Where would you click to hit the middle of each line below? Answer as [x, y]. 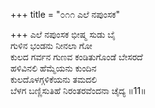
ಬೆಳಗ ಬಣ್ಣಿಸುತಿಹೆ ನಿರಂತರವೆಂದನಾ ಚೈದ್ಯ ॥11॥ [78, 90]
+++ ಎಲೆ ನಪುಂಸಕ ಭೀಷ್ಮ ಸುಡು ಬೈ [63, 34]
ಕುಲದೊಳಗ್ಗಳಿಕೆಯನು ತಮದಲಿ [54, 79]
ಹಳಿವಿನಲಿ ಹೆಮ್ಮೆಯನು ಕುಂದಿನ [53, 68]
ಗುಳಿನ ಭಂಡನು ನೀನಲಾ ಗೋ [51, 45]
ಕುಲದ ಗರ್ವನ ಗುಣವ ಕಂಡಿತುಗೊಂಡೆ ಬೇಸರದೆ [76, 57]
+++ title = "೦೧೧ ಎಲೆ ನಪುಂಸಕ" [65, 14]
